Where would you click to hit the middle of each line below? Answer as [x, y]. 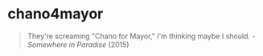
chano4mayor [55, 14]
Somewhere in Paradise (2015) [78, 44]
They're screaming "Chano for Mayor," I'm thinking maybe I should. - [141, 36]
